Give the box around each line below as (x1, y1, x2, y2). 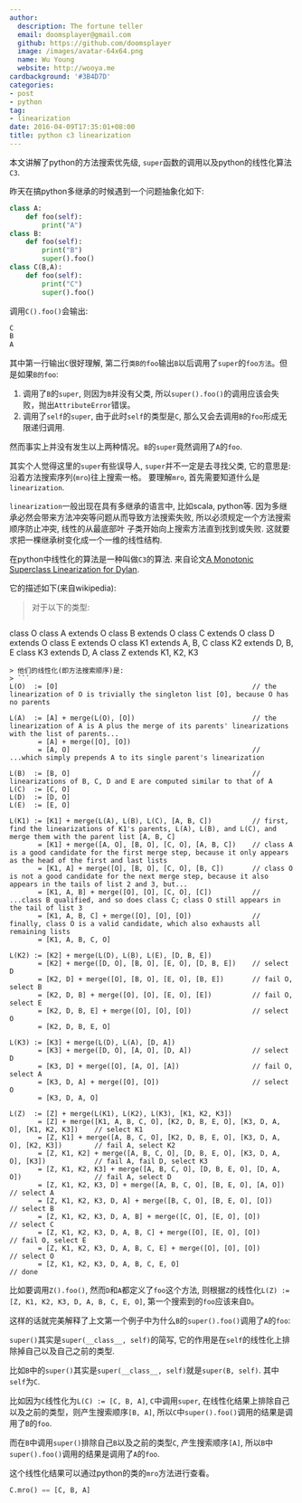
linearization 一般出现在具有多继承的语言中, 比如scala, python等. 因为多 (9, 501, 280, 512)
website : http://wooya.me (17, 64, 116, 73)
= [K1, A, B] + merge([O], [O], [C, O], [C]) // (37, 888, 260, 897)
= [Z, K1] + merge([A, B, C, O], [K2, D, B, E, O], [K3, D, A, (37, 1133, 281, 1142)
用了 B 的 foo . (9, 1418, 52, 1429)
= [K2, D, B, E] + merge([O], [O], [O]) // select (37, 1007, 289, 1016)
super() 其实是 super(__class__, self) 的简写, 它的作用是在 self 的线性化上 (9, 1335, 283, 1346)
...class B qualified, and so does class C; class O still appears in (9, 896, 281, 905)
